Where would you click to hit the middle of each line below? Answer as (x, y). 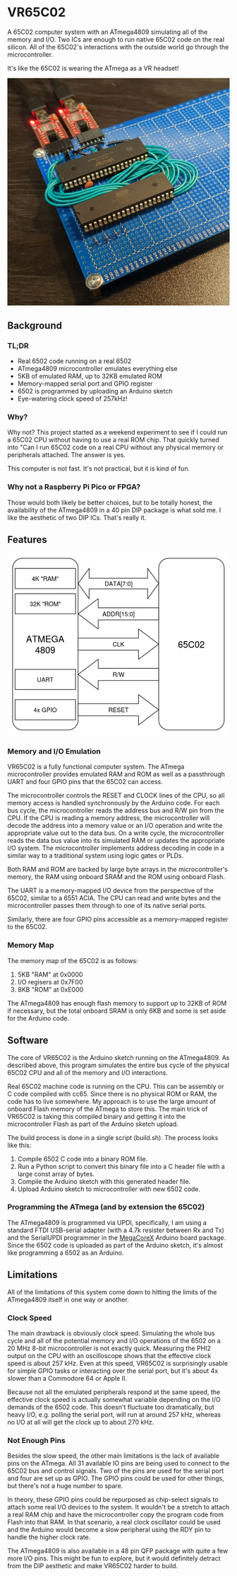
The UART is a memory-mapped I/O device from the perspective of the (110, 891)
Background (35, 325)
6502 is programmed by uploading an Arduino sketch (95, 391)
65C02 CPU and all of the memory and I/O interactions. (87, 1072)
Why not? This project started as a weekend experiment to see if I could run (117, 432)
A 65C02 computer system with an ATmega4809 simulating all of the (108, 32)
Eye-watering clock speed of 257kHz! (73, 399)
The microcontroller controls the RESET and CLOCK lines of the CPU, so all (116, 795)
